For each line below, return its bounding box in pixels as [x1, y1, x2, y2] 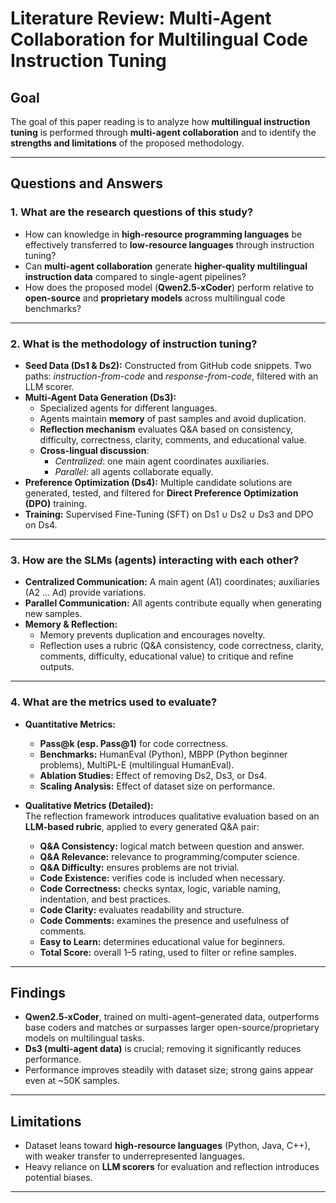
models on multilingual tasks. [24, 1032, 145, 1044]
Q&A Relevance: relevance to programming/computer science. [39, 850, 300, 862]
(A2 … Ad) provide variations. [24, 587, 147, 599]
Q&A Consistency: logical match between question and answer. [39, 840, 305, 852]
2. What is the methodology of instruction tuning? [10, 337, 258, 351]
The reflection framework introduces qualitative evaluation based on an [24, 810, 320, 822]
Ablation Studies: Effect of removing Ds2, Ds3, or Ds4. [39, 769, 267, 781]
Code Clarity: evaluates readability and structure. [39, 903, 245, 916]
